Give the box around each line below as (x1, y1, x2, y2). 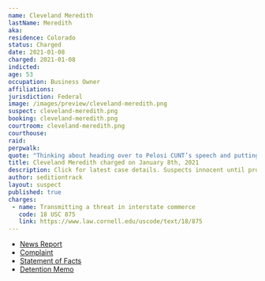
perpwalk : (8, 144, 41, 152)
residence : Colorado (8, 33, 77, 42)
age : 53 (8, 70, 34, 78)
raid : (8, 136, 26, 145)
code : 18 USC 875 (18, 211, 77, 218)
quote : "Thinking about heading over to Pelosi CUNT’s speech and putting (8, 151, 259, 159)
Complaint (19, 248, 54, 257)
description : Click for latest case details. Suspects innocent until (8, 166, 245, 174)
